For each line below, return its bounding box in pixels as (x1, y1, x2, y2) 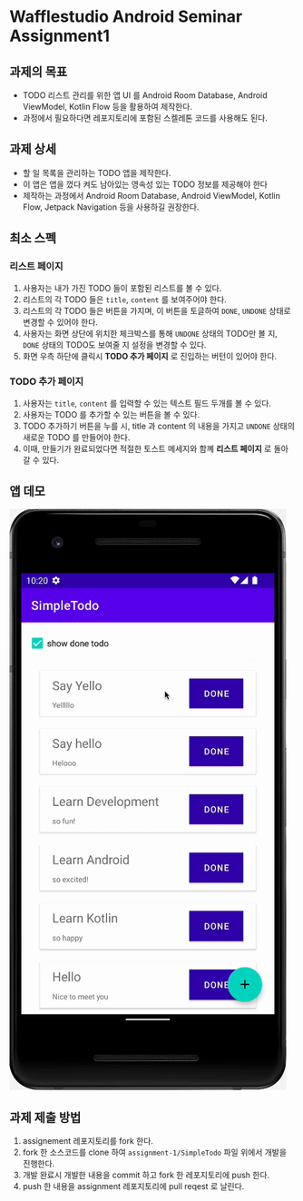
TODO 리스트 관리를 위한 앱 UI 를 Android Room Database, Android (22, 90, 268, 101)
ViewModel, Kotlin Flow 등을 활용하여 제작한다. (22, 102, 193, 112)
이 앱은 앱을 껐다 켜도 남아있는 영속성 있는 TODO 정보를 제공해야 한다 (22, 179, 269, 190)
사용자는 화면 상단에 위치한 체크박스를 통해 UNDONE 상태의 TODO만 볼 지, (22, 328, 279, 339)
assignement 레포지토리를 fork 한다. (22, 1136, 154, 1147)
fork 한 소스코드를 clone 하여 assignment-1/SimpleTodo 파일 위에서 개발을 (22, 1147, 288, 1158)
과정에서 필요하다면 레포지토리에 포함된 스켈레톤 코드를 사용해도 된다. (22, 113, 268, 123)
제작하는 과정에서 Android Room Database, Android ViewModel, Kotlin (22, 190, 281, 201)
